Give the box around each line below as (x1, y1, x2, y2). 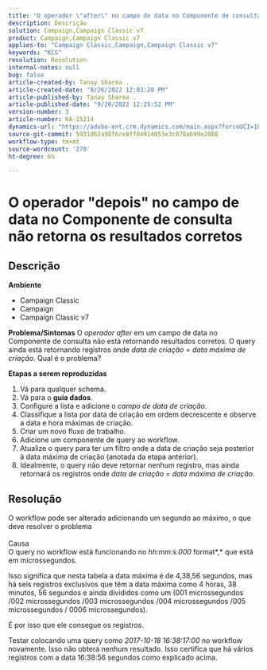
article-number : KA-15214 (8, 116, 94, 123)
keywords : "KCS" (8, 49, 62, 57)
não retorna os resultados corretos (8, 228, 243, 245)
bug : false (8, 71, 44, 79)
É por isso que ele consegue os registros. (8, 621, 145, 630)
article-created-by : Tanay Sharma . (8, 78, 130, 86)
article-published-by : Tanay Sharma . (8, 93, 137, 101)
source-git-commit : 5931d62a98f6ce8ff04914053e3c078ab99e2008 (8, 130, 219, 138)
